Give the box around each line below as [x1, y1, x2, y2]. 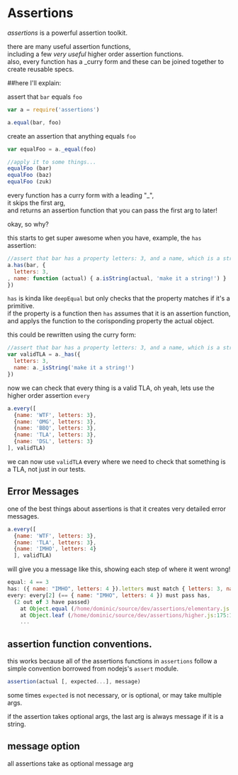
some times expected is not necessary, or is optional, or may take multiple [7, 690, 222, 699]
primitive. [7, 302, 35, 310]
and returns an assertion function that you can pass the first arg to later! [7, 206, 218, 215]
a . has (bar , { [7, 261, 46, 269]
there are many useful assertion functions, [7, 42, 131, 50]
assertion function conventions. [7, 638, 152, 650]
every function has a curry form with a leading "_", [7, 191, 154, 200]
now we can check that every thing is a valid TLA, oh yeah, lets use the [7, 384, 215, 392]
